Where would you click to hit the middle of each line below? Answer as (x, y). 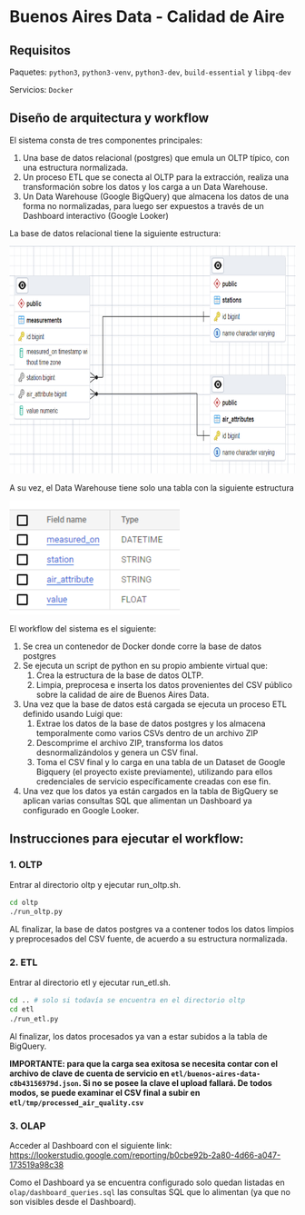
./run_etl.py (34, 1020)
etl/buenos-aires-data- (216, 1074)
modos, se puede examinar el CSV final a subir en (105, 1093)
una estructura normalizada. (75, 167)
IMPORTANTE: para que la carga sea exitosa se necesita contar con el (144, 1064)
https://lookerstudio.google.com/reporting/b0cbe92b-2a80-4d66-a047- (145, 1155)
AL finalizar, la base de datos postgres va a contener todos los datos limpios (152, 930)
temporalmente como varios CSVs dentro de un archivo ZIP (147, 732)
